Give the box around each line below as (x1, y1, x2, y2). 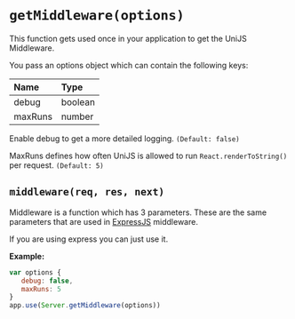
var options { (9, 267, 62, 277)
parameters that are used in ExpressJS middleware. (9, 216, 198, 227)
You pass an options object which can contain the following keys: (9, 60, 249, 70)
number (60, 110, 94, 123)
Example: (9, 251, 45, 261)
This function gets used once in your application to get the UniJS (9, 33, 247, 44)
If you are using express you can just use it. (9, 234, 169, 244)
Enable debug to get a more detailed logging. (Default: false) (9, 132, 240, 144)
